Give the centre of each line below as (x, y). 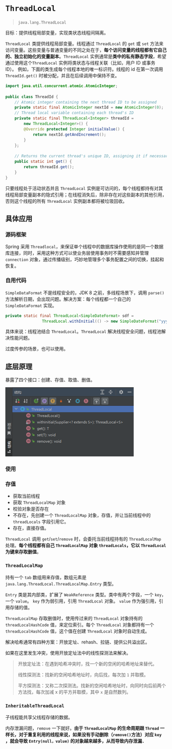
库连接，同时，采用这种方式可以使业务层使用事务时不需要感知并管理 (77, 253)
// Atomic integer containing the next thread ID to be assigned (86, 102)
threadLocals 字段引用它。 (41, 522)
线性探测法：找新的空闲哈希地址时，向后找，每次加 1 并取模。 (83, 674)
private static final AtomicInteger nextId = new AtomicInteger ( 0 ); (89, 108)
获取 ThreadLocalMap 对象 (39, 503)
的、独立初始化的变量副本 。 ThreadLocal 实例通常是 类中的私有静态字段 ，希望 (86, 56)
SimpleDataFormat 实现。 (31, 305)
